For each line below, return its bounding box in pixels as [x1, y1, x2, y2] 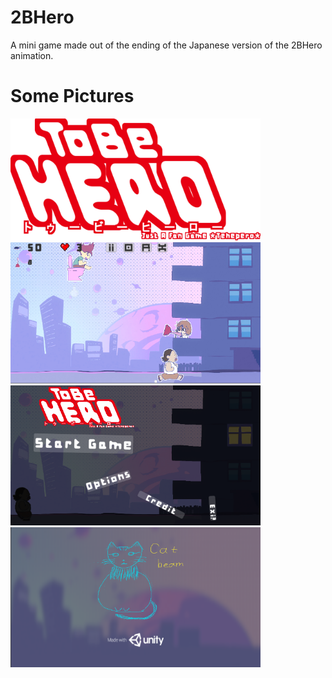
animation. [10, 49, 54, 61]
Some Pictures [10, 85, 135, 108]
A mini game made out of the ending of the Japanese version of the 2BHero [10, 39, 323, 51]
